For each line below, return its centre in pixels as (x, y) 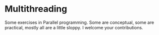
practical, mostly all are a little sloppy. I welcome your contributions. (74, 27)
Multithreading (36, 9)
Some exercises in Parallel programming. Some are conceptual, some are (79, 22)
